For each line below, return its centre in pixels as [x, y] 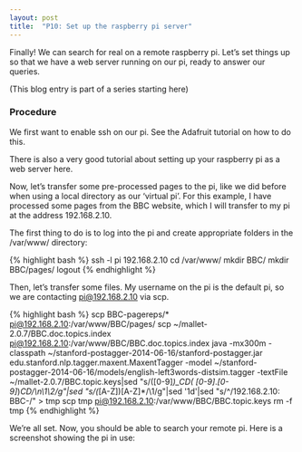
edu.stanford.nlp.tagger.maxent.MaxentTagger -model [111, 362]
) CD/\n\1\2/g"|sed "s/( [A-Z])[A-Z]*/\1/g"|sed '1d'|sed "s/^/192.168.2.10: [148, 391]
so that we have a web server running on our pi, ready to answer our [137, 62]
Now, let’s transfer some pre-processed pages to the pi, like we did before [148, 186]
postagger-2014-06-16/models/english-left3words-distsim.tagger [132, 371]
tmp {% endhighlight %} [54, 410]
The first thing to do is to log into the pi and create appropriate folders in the [151, 233]
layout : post [34, 18]
